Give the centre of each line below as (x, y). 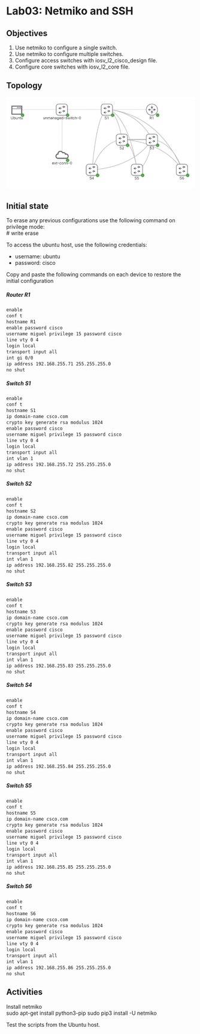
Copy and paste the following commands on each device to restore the (94, 274)
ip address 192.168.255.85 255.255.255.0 (59, 867)
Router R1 (18, 294)
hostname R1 (21, 322)
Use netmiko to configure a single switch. (66, 47)
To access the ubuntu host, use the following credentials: (77, 245)
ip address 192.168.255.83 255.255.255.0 (59, 666)
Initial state (28, 206)
